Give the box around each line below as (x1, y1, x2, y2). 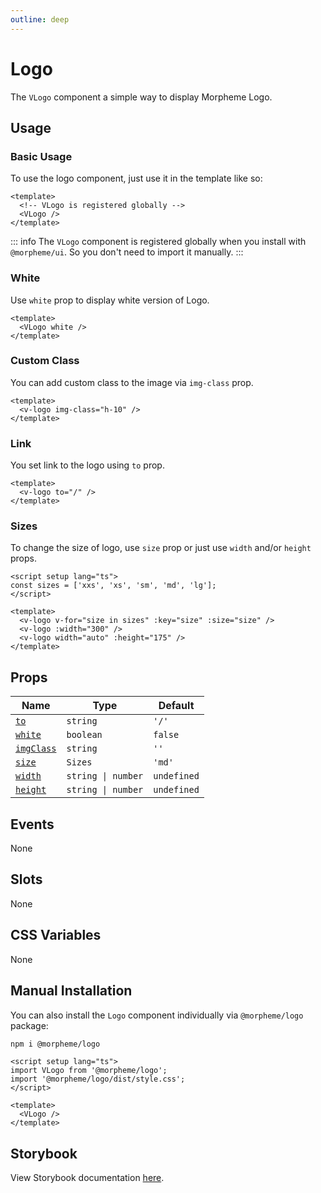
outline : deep (10, 14, 70, 25)
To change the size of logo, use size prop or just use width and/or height (10, 542, 312, 554)
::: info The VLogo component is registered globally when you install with (10, 236, 307, 248)
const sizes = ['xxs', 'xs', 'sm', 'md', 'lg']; (10, 581, 217, 591)
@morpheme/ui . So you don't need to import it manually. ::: (10, 246, 244, 258)
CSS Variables (10, 927, 102, 944)
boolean (66, 729, 103, 741)
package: (10, 1019, 49, 1031)
